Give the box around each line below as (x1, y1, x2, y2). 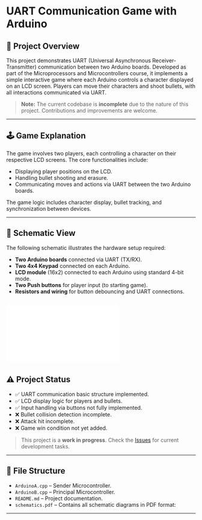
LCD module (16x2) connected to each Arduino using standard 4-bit (14, 268, 184, 276)
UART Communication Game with (6, 4, 177, 18)
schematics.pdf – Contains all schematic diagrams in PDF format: (14, 501, 176, 508)
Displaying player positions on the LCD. (14, 167, 112, 175)
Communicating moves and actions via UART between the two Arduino (14, 181, 191, 188)
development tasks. (20, 442, 70, 450)
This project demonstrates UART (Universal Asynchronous (6, 57, 151, 64)
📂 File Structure (6, 466, 66, 476)
